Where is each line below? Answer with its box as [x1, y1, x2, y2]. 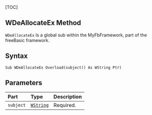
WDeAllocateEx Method [5, 18, 81, 27]
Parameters [5, 78, 42, 87]
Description [53, 93, 82, 100]
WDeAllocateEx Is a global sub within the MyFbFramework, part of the [5, 32, 147, 38]
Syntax [5, 52, 28, 60]
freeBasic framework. [5, 37, 50, 43]
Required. [53, 102, 76, 109]
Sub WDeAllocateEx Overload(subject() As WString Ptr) [5, 65, 122, 70]
